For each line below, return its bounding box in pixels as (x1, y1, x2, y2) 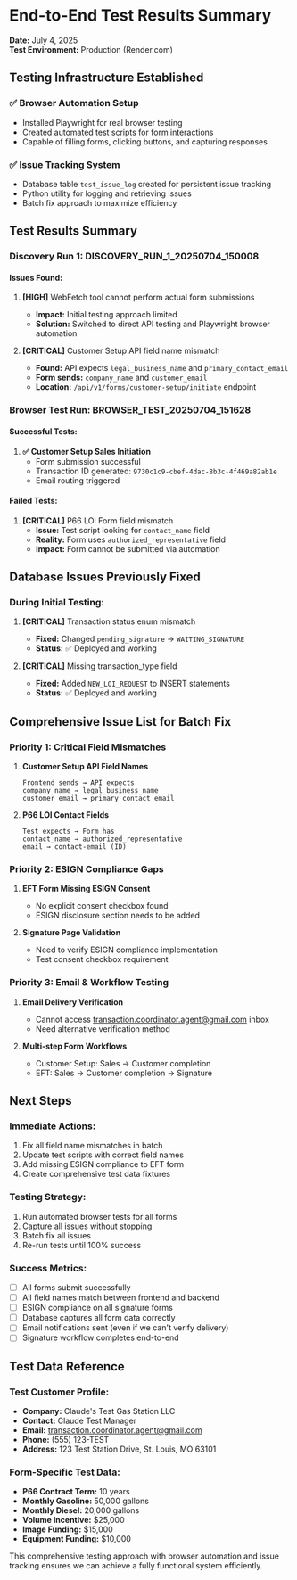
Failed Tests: (9, 496, 58, 506)
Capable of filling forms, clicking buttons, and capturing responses (21, 136, 268, 147)
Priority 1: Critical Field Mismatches (9, 741, 167, 753)
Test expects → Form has (21, 827, 115, 836)
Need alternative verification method (35, 1023, 171, 1034)
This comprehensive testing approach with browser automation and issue (9, 1551, 279, 1561)
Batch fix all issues (21, 1230, 92, 1240)
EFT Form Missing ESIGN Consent (21, 884, 151, 894)
